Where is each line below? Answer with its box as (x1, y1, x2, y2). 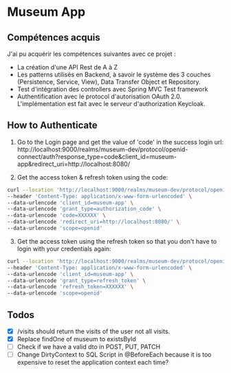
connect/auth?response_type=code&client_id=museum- (16, 152, 177, 160)
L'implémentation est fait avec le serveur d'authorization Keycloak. (16, 100, 206, 107)
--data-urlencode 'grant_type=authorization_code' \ (7, 206, 162, 213)
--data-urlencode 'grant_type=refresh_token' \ (7, 277, 146, 284)
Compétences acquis (7, 32, 101, 43)
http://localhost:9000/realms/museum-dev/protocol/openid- (16, 145, 188, 153)
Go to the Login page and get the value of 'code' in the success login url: (16, 138, 224, 146)
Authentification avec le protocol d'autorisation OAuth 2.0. (16, 92, 182, 100)
